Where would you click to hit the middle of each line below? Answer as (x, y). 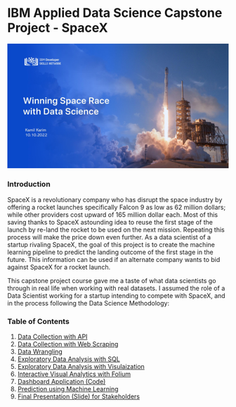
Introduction (29, 184)
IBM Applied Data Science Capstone (115, 13)
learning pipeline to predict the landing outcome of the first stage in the (110, 252)
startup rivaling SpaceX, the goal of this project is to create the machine (111, 244)
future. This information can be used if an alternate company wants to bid (114, 259)
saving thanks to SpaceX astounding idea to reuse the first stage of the (110, 222)
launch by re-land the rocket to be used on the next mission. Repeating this (116, 230)
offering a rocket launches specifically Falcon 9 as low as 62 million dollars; (117, 207)
